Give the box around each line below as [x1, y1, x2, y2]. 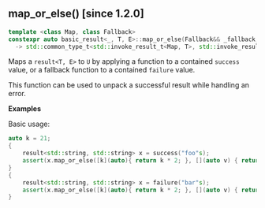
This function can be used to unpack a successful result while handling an [8, 80, 250, 90]
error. [8, 89, 26, 98]
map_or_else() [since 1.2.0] [8, 7, 144, 20]
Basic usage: [8, 119, 50, 129]
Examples [8, 104, 42, 113]
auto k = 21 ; [8, 135, 51, 143]
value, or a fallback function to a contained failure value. [8, 65, 196, 75]
